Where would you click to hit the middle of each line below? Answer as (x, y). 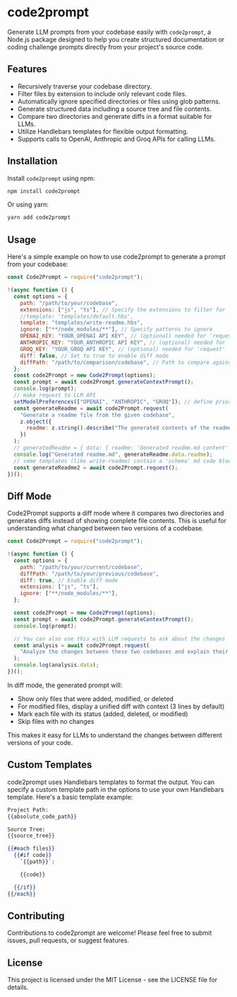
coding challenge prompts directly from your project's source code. (106, 47)
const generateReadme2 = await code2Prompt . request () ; (96, 468)
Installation (32, 161)
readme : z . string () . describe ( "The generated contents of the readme (129, 428)
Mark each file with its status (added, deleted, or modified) (103, 714)
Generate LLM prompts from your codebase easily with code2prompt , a (109, 32)
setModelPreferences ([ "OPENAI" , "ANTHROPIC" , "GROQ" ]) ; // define (113, 402)
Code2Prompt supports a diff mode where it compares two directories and (116, 513)
